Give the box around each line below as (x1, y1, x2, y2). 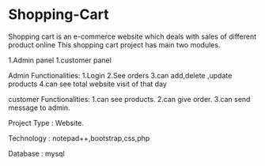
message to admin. (8, 103, 70, 112)
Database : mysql (8, 149, 65, 158)
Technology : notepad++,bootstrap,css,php (8, 133, 150, 143)
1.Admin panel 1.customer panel (8, 55, 112, 65)
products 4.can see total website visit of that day (8, 79, 168, 89)
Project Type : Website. (8, 118, 85, 127)
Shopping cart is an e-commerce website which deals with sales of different (8, 32, 257, 41)
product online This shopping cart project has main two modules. (8, 40, 221, 49)
